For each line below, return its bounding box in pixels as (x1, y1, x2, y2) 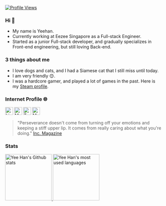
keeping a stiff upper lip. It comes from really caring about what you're (17, 125, 162, 131)
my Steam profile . (12, 83, 49, 89)
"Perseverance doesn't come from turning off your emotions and (17, 120, 150, 125)
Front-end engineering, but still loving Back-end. (12, 44, 111, 50)
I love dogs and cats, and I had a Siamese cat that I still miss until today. (12, 67, 159, 74)
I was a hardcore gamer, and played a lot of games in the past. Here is (12, 78, 156, 84)
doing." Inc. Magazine (17, 130, 62, 136)
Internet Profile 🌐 (5, 95, 48, 102)
